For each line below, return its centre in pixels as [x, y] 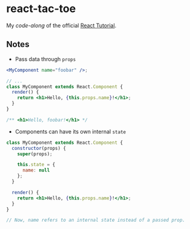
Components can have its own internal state [70, 131]
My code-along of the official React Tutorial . [61, 25]
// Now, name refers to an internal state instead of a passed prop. [96, 220]
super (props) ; [35, 154]
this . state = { [36, 165]
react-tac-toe [41, 9]
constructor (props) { [39, 148]
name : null [36, 170]
